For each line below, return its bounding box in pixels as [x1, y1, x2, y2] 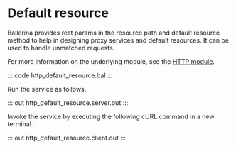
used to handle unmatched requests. [7, 43, 115, 52]
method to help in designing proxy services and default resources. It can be [7, 35, 230, 44]
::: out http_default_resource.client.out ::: [7, 133, 127, 142]
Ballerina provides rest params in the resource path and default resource [7, 28, 220, 37]
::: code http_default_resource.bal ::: [7, 71, 113, 79]
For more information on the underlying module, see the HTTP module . [7, 57, 215, 65]
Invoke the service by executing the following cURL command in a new [7, 112, 215, 121]
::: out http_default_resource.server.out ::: [7, 98, 129, 107]
